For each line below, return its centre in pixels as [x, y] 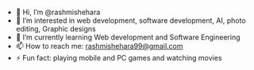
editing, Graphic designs [56, 29]
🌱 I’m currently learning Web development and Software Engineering [128, 37]
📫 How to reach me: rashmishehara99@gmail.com [99, 46]
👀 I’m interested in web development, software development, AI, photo [131, 20]
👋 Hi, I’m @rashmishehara [58, 12]
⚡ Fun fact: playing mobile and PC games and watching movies [119, 58]
